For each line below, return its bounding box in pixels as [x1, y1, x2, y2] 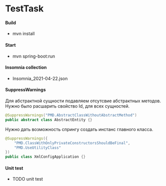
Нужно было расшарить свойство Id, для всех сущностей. [5, 103, 130, 109]
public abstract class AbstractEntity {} [5, 117, 93, 122]
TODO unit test [12, 176, 43, 182]
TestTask [5, 3, 44, 14]
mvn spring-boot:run [12, 53, 55, 59]
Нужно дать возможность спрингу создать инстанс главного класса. [5, 126, 154, 132]
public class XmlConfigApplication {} [5, 154, 86, 159]
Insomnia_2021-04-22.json [12, 75, 68, 81]
